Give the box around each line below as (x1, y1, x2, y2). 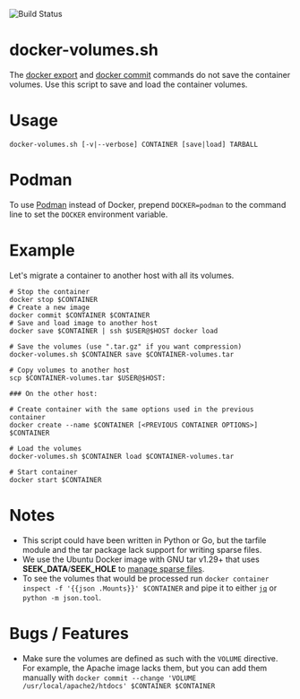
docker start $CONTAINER (9, 475, 102, 484)
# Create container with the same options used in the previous (9, 404, 254, 414)
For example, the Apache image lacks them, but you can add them (21, 662, 268, 673)
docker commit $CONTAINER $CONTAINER (9, 310, 150, 320)
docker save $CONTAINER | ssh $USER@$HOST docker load (9, 326, 219, 335)
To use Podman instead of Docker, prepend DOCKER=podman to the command (9, 199, 287, 210)
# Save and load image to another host (9, 318, 159, 327)
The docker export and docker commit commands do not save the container (9, 69, 291, 80)
